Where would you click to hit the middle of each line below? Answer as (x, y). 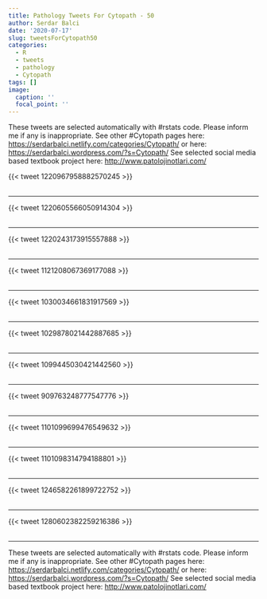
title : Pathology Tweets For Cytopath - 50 (81, 16)
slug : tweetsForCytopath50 (53, 38)
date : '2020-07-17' (41, 30)
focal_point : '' (42, 104)
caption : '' (35, 97)
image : (19, 90)
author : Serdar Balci (44, 23)
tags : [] (23, 82)
